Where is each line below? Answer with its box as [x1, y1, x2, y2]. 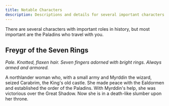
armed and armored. [5, 65, 49, 71]
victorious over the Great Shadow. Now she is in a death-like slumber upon [5, 90, 162, 96]
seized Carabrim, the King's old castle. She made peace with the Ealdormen [5, 80, 164, 86]
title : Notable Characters [5, 7, 62, 13]
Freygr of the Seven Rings [5, 46, 89, 55]
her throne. [5, 96, 29, 102]
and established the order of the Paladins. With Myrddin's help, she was [5, 85, 156, 91]
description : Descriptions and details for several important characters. [5, 12, 167, 17]
